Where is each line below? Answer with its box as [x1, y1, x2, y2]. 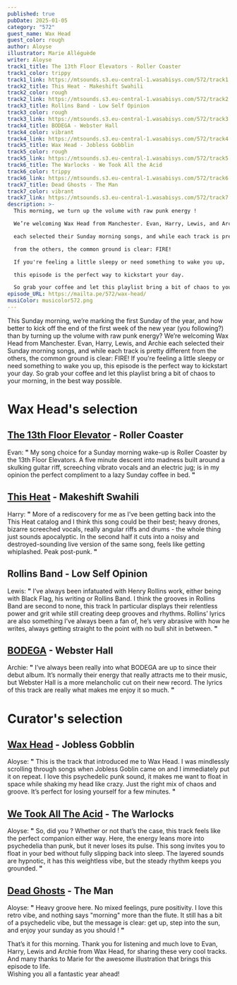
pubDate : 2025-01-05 [7, 17, 68, 24]
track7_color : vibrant [7, 188, 74, 195]
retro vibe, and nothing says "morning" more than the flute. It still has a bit [7, 911, 222, 919]
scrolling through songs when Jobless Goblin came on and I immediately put [7, 765, 230, 774]
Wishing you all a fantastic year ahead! [7, 969, 120, 978]
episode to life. [7, 962, 51, 970]
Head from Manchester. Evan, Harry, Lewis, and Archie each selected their [7, 338, 224, 347]
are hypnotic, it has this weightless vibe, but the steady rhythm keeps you [7, 856, 221, 866]
